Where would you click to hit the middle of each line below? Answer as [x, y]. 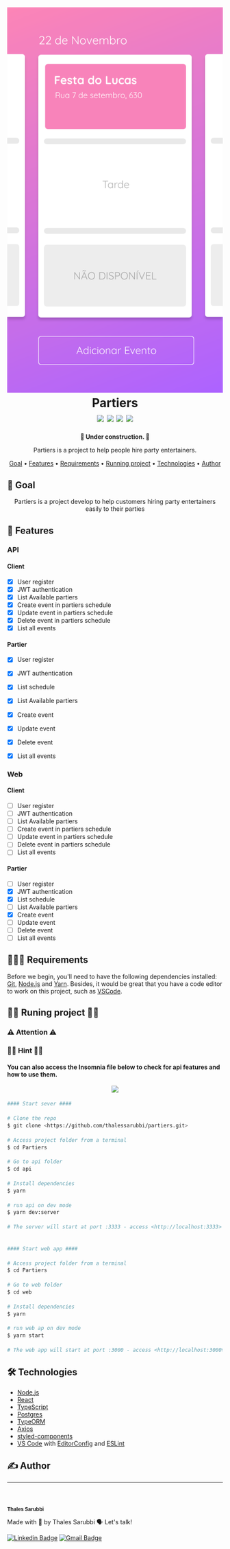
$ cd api [20, 1169]
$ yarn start [26, 1335]
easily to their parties [115, 509]
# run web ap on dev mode [44, 1329]
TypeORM [31, 1421]
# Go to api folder [35, 1162]
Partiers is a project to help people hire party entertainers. [115, 450]
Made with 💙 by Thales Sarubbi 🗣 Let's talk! [69, 1522]
